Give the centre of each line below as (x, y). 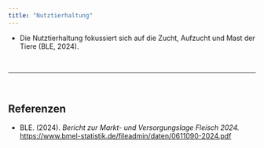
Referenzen (37, 109)
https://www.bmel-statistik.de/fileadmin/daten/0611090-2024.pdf (125, 136)
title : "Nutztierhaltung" (50, 15)
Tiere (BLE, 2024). (49, 46)
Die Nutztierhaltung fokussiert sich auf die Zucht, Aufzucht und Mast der (137, 38)
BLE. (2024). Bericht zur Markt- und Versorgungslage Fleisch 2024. (129, 128)
